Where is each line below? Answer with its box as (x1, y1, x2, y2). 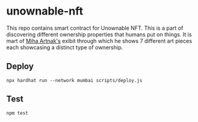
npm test (6, 110, 29, 116)
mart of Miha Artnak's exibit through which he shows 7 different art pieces (6, 37, 193, 44)
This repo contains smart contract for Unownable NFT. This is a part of (6, 24, 183, 32)
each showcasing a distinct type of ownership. (6, 44, 123, 51)
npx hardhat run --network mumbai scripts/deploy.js (6, 77, 143, 83)
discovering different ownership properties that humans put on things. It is (6, 30, 193, 38)
